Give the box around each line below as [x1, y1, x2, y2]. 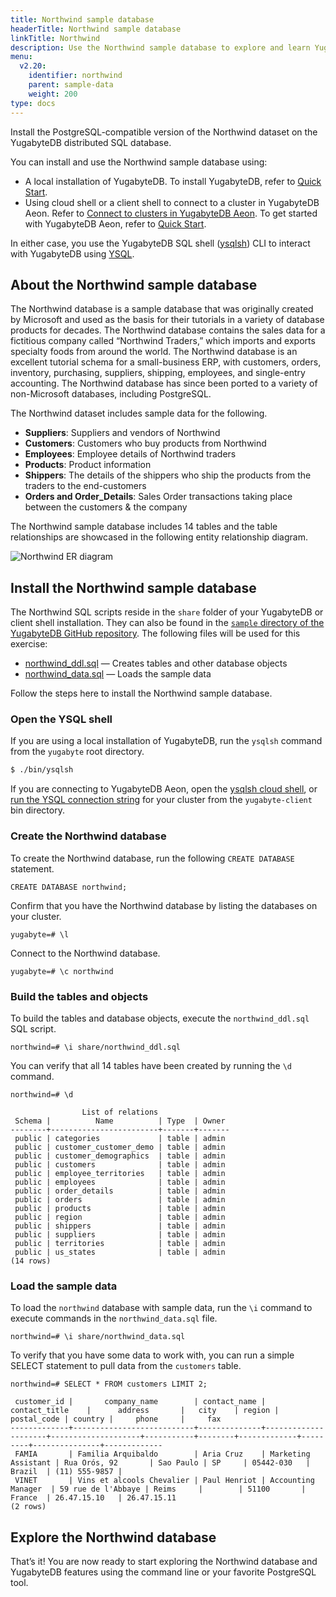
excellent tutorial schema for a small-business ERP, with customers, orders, [10, 356, 322, 368]
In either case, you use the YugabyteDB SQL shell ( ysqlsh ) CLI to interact [10, 237, 311, 249]
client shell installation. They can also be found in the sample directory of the [10, 617, 325, 629]
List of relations [81, 1107, 159, 1117]
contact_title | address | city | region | [10, 1406, 280, 1416]
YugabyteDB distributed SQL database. [10, 136, 172, 148]
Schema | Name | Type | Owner [14, 1116, 226, 1126]
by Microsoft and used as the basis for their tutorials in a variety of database [10, 314, 325, 326]
